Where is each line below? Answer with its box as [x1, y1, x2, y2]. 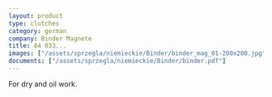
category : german [8, 27, 67, 35]
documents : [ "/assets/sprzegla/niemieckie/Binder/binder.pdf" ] [8, 57, 227, 65]
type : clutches [8, 19, 60, 27]
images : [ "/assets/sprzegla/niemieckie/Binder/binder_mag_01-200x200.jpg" [8, 49, 266, 57]
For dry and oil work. [8, 78, 78, 89]
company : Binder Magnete [8, 34, 92, 43]
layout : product [8, 11, 63, 20]
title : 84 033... [8, 42, 67, 50]
